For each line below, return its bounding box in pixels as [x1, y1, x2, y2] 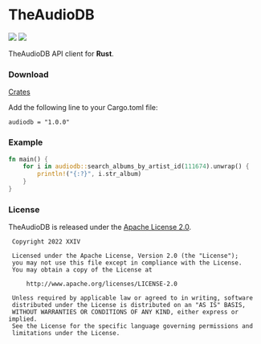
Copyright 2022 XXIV [11, 238, 81, 246]
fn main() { [8, 155, 48, 163]
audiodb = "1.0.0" [8, 118, 70, 126]
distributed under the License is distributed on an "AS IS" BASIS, [11, 301, 247, 309]
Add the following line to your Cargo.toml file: [8, 103, 158, 113]
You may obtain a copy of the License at [11, 266, 153, 274]
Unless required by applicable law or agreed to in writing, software [11, 294, 253, 302]
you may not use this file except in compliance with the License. [11, 259, 243, 267]
